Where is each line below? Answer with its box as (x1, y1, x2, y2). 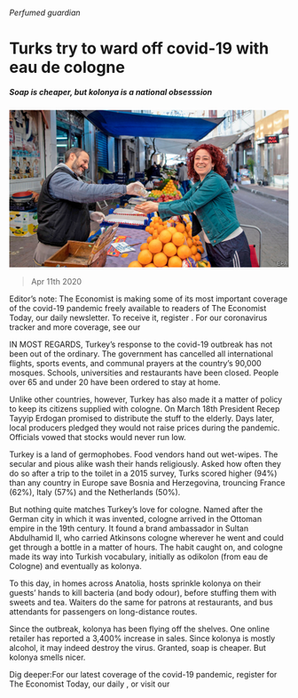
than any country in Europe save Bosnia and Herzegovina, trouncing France (9, 477, 286, 488)
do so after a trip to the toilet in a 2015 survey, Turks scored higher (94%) (9, 468, 278, 479)
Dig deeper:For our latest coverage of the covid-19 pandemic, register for (9, 670, 278, 680)
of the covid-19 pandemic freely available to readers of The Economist (9, 303, 267, 314)
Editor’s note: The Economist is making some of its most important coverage (9, 293, 288, 304)
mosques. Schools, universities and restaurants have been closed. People (9, 367, 279, 378)
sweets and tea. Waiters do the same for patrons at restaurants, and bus (9, 597, 273, 608)
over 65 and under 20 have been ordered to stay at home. (9, 377, 221, 388)
